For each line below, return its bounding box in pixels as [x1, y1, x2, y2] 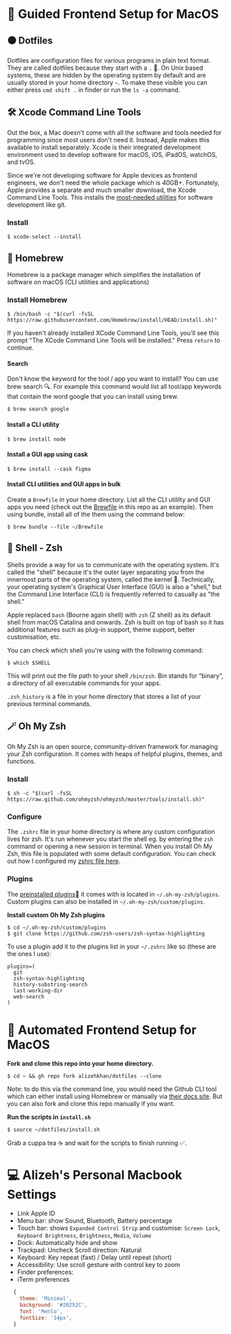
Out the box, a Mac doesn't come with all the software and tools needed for [7, 128, 222, 137]
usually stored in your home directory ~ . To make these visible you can [7, 79, 208, 86]
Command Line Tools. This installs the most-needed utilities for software [7, 193, 213, 201]
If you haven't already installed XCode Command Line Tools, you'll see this [7, 329, 219, 337]
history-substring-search [13, 981, 88, 988]
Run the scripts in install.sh [7, 1113, 91, 1121]
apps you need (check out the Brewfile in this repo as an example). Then [7, 503, 214, 511]
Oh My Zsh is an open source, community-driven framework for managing [7, 742, 219, 750]
